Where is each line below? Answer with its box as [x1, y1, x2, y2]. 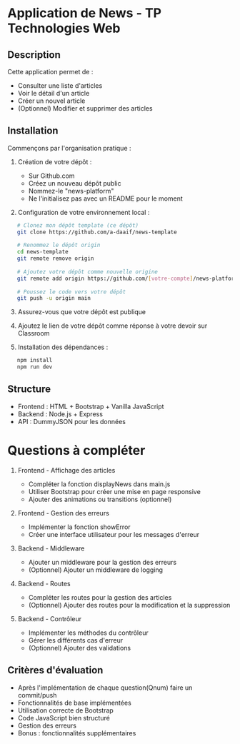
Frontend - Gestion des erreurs [17, 508, 109, 517]
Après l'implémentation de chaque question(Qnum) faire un [17, 683, 193, 692]
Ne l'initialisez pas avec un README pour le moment [28, 194, 184, 203]
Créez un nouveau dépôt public [28, 179, 121, 187]
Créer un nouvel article [17, 96, 86, 105]
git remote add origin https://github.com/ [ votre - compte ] [16, 275, 194, 282]
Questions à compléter [7, 443, 146, 458]
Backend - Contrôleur [17, 614, 82, 623]
